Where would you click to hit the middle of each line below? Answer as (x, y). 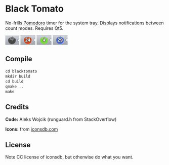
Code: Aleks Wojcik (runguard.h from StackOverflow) (61, 119)
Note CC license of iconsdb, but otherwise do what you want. (69, 157)
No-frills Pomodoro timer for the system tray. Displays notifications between (85, 23)
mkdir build (18, 76)
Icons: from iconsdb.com (32, 129)
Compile (19, 59)
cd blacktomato (21, 71)
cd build (14, 81)
